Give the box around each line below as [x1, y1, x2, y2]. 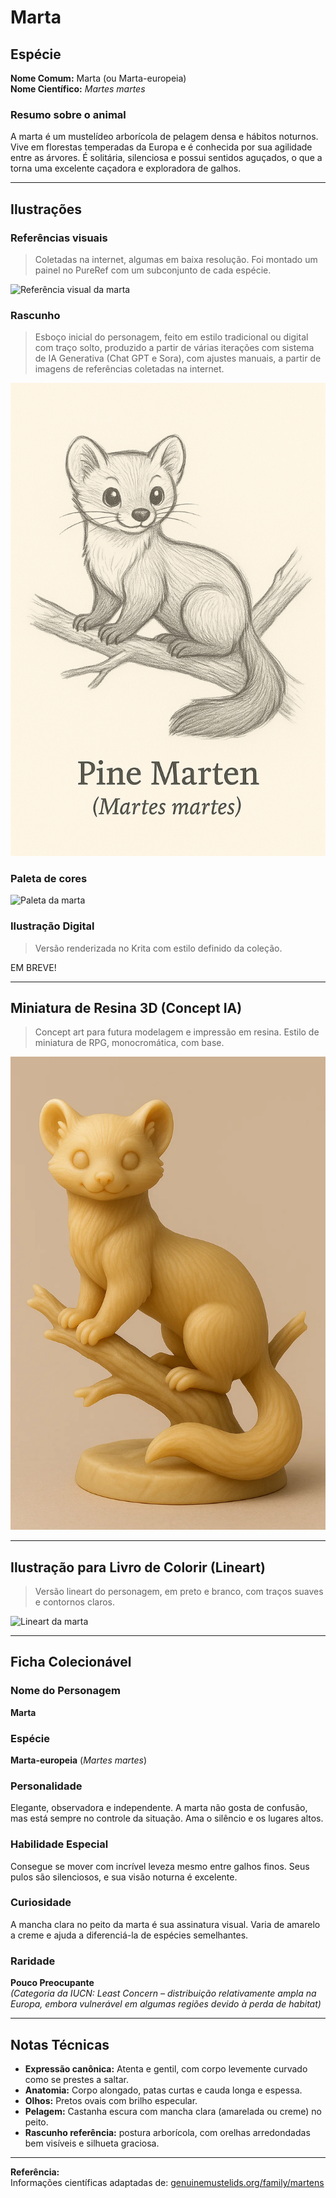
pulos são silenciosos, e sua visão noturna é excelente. [10, 1871, 238, 1883]
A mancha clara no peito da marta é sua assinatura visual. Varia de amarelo [10, 1918, 321, 1930]
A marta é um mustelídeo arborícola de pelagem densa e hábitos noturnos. [10, 131, 319, 143]
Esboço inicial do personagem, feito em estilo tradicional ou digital [34, 331, 309, 343]
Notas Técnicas [10, 2036, 110, 2053]
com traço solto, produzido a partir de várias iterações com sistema [34, 342, 315, 354]
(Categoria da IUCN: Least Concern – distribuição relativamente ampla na [10, 1987, 317, 2000]
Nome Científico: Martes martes [10, 83, 146, 95]
